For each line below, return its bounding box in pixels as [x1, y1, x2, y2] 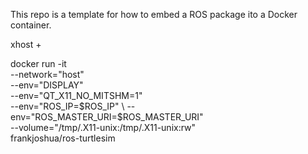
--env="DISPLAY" [10, 79, 84, 91]
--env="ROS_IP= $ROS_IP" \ [10, 100, 125, 112]
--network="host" [10, 69, 85, 80]
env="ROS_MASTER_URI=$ [10, 111, 123, 123]
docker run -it [10, 58, 67, 69]
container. [10, 19, 52, 31]
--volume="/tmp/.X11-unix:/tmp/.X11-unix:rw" [10, 122, 197, 133]
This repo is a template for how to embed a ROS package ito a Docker [10, 9, 298, 20]
